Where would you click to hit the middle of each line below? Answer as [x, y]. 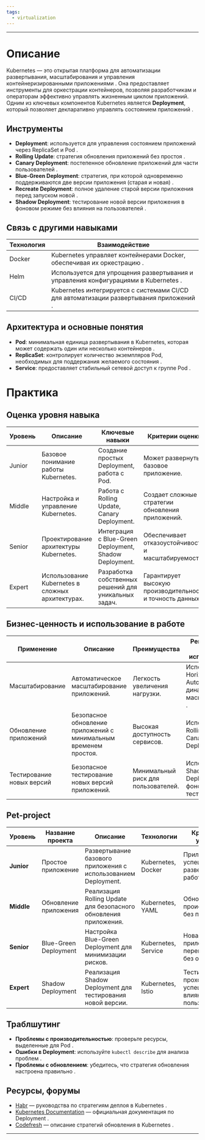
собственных [118, 579]
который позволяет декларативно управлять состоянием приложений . [100, 109]
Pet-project [28, 816]
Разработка [115, 572]
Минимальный [154, 771]
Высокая [146, 726]
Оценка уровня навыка [53, 415]
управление [59, 506]
